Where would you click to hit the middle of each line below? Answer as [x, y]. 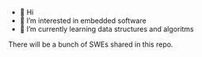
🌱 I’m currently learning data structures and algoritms [107, 29]
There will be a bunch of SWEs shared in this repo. [91, 44]
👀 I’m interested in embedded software [83, 21]
